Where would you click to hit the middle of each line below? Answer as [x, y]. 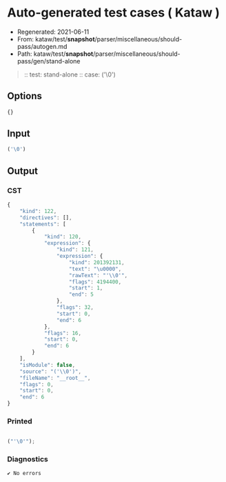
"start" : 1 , [86, 288]
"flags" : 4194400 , [95, 282]
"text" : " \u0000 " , [95, 269]
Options [25, 96]
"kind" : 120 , [62, 237]
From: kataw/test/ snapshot [56, 39]
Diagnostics [28, 459]
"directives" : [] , [46, 218]
